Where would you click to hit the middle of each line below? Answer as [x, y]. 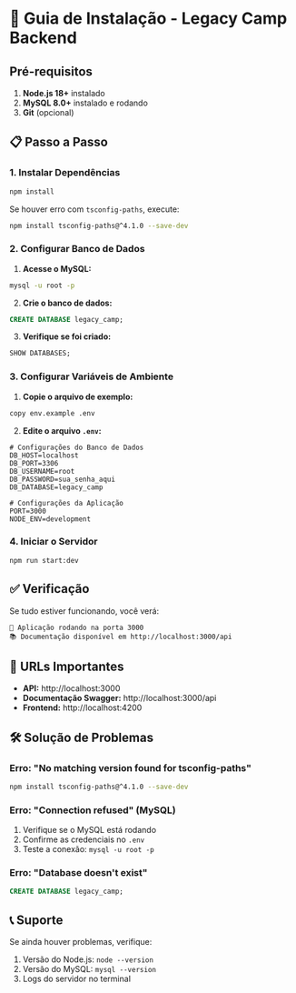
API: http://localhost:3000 [71, 688]
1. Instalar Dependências [65, 173]
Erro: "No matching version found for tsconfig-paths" [130, 767]
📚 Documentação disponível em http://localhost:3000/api [121, 637]
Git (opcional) [48, 112]
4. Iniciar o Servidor [54, 542]
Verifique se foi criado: [67, 336]
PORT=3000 [28, 511]
